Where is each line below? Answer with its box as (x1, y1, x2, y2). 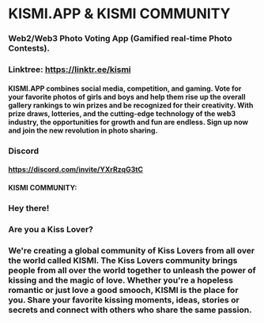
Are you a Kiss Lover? (8, 223, 93, 235)
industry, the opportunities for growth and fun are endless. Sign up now (8, 117, 249, 126)
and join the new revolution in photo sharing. (8, 126, 158, 135)
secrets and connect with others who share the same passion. (8, 304, 252, 315)
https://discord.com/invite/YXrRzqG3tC (8, 165, 144, 175)
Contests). (8, 43, 50, 54)
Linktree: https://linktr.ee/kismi (8, 64, 132, 75)
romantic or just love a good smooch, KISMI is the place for (8, 284, 239, 295)
